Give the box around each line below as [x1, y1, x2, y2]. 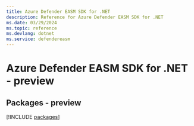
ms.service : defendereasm [6, 36, 70, 42]
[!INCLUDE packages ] [6, 114, 60, 120]
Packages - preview [6, 98, 82, 108]
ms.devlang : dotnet [6, 31, 55, 37]
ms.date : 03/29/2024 [6, 20, 58, 25]
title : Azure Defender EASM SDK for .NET [6, 8, 111, 15]
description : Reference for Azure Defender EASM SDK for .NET [6, 14, 164, 20]
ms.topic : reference [6, 25, 58, 31]
